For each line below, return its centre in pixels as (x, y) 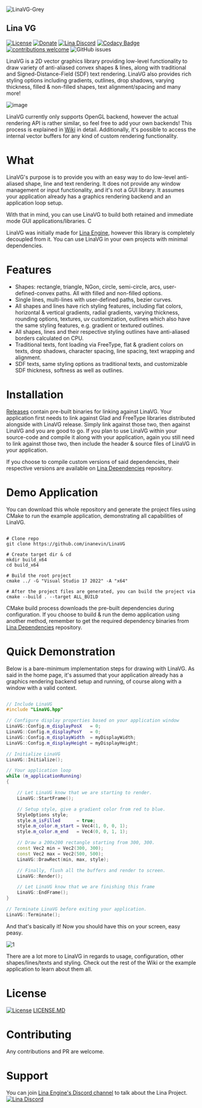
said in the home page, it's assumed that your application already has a (95, 675)
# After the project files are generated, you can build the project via (101, 591)
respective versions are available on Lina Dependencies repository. (90, 468)
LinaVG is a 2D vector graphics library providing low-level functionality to (97, 61)
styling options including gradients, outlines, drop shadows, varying (90, 80)
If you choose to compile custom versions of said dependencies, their (93, 461)
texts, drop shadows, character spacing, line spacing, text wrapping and (105, 351)
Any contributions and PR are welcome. (55, 1051)
